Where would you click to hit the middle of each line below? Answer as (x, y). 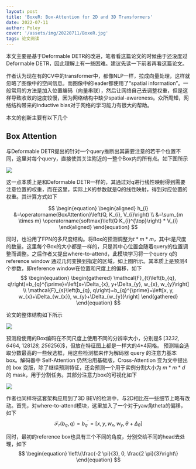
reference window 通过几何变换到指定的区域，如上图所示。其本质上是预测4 (97, 261)
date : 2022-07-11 (27, 22)
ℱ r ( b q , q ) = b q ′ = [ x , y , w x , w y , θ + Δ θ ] (98, 423)
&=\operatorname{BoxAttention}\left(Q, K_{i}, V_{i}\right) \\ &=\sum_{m (98, 214)
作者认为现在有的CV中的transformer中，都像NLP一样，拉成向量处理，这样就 (98, 76)
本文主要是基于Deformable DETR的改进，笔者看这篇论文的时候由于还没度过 (97, 56)
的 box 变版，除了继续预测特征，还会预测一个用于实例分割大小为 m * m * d (96, 367)
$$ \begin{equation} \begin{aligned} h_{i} (98, 208)
